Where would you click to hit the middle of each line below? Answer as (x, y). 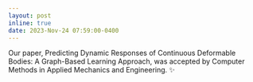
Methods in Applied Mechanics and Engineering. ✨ (91, 70)
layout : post (30, 16)
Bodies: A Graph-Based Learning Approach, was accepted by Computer (127, 61)
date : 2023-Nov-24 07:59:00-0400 (64, 30)
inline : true (30, 23)
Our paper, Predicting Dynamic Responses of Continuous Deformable (122, 53)
